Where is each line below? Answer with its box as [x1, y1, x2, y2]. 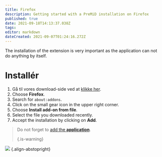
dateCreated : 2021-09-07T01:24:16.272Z [5, 35, 86, 39]
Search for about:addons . [12, 96, 62, 102]
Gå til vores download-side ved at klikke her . [12, 86, 101, 92]
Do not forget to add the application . [17, 126, 91, 132]
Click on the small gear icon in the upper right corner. [12, 101, 119, 107]
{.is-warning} [17, 136, 44, 142]
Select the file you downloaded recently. [12, 112, 93, 118]
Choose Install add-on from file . [12, 107, 78, 113]
